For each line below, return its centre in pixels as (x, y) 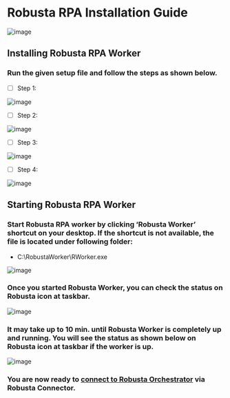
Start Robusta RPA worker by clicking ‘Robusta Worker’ (102, 224)
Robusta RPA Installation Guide (97, 13)
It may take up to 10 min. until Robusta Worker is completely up (114, 329)
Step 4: (27, 169)
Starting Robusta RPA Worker (72, 205)
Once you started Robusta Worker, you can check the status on (115, 288)
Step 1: (27, 88)
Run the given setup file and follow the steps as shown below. (112, 73)
